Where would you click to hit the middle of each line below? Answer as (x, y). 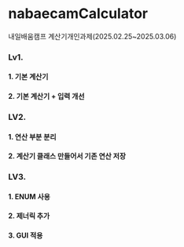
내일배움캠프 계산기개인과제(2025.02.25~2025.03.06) (92, 36)
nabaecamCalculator (78, 14)
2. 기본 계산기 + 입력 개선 (46, 96)
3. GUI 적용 (26, 235)
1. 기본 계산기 (28, 77)
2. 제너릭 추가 (29, 216)
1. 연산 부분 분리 (32, 136)
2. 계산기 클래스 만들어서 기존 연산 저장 (67, 156)
